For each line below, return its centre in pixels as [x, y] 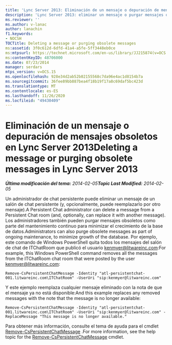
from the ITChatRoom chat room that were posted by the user [70, 258]
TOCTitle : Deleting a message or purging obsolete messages [71, 44]
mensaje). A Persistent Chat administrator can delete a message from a [80, 210]
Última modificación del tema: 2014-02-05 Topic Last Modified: [74, 184]
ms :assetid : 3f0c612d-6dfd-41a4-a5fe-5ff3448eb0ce [60, 48]
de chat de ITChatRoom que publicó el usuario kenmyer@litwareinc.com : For [86, 248]
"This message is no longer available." [83, 317]
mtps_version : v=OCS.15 [31, 72]
